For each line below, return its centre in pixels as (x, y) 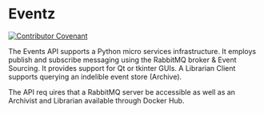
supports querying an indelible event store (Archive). (95, 76)
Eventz (32, 14)
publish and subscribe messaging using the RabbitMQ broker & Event (123, 60)
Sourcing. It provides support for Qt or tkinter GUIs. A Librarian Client (122, 68)
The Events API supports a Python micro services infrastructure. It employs (132, 51)
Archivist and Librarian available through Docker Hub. (96, 100)
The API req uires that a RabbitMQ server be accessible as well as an (122, 92)
